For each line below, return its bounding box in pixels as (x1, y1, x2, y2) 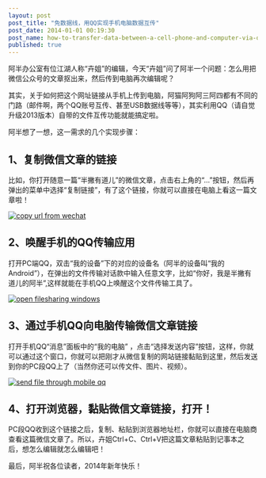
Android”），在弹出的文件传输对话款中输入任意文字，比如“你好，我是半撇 (8, 268, 245, 277)
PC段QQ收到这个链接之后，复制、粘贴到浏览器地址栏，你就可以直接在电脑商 (8, 425, 257, 434)
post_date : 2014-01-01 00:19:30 (8, 26, 115, 34)
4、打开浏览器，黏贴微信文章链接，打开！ (8, 402, 214, 415)
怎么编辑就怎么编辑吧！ (28, 445, 105, 454)
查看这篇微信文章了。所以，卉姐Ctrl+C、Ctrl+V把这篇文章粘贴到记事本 (8, 434, 238, 444)
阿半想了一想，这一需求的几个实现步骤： (8, 128, 140, 137)
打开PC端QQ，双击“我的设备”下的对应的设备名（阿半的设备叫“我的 (8, 258, 226, 268)
